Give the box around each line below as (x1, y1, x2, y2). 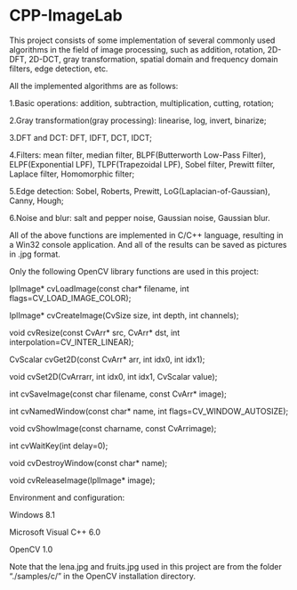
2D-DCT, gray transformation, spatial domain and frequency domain (28, 53, 278, 64)
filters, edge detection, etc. (9, 63, 108, 74)
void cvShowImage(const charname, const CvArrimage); (9, 422, 217, 433)
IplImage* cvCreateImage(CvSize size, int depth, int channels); (9, 309, 239, 321)
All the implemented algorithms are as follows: (9, 80, 179, 91)
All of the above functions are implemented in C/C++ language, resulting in (9, 229, 284, 241)
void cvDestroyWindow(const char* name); (9, 457, 168, 468)
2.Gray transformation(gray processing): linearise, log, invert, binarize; (9, 115, 267, 126)
